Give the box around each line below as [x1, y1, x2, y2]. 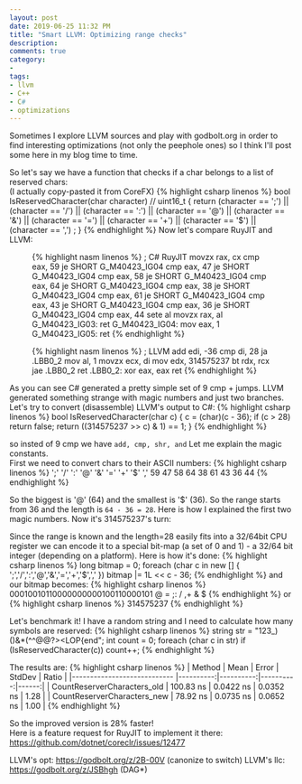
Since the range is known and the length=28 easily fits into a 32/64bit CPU [9, 531, 288, 542]
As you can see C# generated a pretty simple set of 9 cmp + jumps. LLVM [9, 383, 284, 394]
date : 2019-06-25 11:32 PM [9, 22, 111, 31]
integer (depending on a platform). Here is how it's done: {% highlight [9, 550, 268, 561]
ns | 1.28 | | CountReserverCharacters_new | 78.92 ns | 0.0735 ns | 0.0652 [9, 691, 286, 702]
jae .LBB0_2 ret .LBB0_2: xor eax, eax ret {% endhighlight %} [32, 365, 257, 376]
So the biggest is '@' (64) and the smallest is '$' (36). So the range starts [9, 494, 281, 506]
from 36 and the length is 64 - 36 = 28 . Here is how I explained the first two [9, 504, 292, 515]
